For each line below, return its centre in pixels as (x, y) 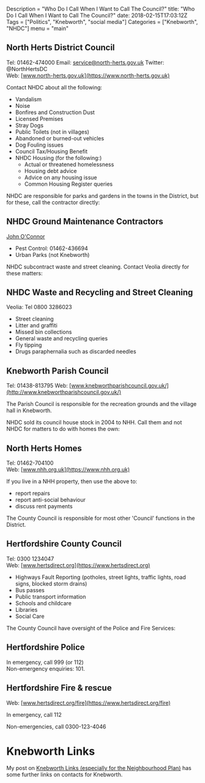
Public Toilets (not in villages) (52, 132)
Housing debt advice (50, 170)
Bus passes (30, 590)
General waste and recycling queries (61, 338)
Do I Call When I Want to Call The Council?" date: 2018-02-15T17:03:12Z (97, 15)
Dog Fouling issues (39, 145)
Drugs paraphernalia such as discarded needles (76, 351)
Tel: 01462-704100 (30, 463)
